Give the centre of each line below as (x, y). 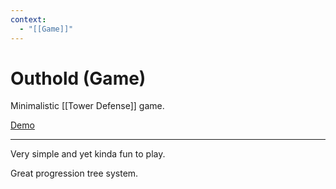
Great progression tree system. (74, 173)
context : (28, 19)
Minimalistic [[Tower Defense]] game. (87, 106)
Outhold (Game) (78, 78)
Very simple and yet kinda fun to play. (88, 154)
